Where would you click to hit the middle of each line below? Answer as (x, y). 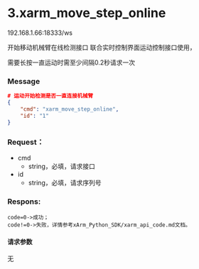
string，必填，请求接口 (62, 166)
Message (24, 81)
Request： (26, 142)
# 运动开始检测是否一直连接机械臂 (50, 96)
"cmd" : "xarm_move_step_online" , (70, 109)
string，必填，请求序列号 (65, 182)
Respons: (24, 202)
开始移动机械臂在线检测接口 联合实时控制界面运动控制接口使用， (102, 47)
